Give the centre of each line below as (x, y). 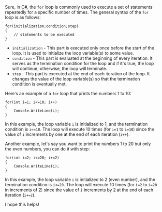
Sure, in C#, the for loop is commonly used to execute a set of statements (79, 7)
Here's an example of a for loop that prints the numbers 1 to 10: (68, 93)
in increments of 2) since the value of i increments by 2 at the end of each (79, 190)
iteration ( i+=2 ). (20, 195)
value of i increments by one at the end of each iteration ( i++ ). (67, 134)
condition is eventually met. (39, 84)
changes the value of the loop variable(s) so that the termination (76, 79)
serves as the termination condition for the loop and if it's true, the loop (83, 63)
